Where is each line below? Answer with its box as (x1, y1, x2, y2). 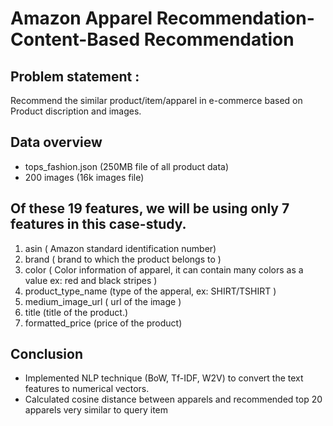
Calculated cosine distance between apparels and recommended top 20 (24, 393, 323, 406)
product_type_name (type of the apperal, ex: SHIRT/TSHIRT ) (24, 285, 277, 297)
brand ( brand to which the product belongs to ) (24, 253, 222, 265)
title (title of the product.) (24, 306, 129, 318)
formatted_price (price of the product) (24, 317, 183, 329)
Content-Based (10, 28, 141, 51)
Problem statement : (10, 68, 140, 85)
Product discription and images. (10, 105, 142, 117)
